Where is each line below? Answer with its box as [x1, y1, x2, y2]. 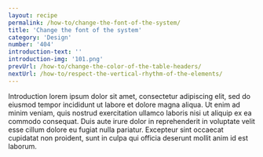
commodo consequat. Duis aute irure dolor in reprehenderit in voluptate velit [8, 116, 255, 126]
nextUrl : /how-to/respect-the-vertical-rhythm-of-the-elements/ [8, 70, 223, 78]
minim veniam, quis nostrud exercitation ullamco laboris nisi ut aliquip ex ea [8, 108, 253, 118]
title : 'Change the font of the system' [8, 26, 143, 34]
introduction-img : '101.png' [8, 56, 104, 64]
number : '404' [8, 41, 55, 49]
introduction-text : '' [8, 48, 82, 56]
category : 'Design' [8, 33, 72, 42]
